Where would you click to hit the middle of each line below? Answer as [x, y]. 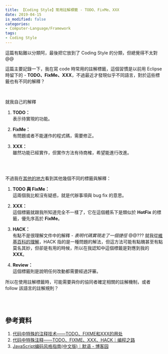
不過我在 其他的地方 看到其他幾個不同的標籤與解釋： [58, 178]
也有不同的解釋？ [27, 81]
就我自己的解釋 [21, 101]
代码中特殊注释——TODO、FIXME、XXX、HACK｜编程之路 [74, 340]
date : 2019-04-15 [23, 15]
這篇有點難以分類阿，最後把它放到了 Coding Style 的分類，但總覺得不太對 [81, 53]
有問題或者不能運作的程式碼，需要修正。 [54, 136]
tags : [11, 33]
